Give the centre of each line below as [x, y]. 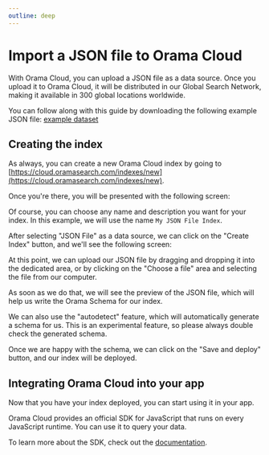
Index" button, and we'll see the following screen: [90, 244]
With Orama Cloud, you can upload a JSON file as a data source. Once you [132, 78]
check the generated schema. [58, 334]
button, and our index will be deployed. [73, 358]
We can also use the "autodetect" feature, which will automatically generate [134, 317]
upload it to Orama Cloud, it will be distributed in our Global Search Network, [135, 86]
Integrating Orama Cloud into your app [106, 383]
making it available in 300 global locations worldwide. [97, 95]
